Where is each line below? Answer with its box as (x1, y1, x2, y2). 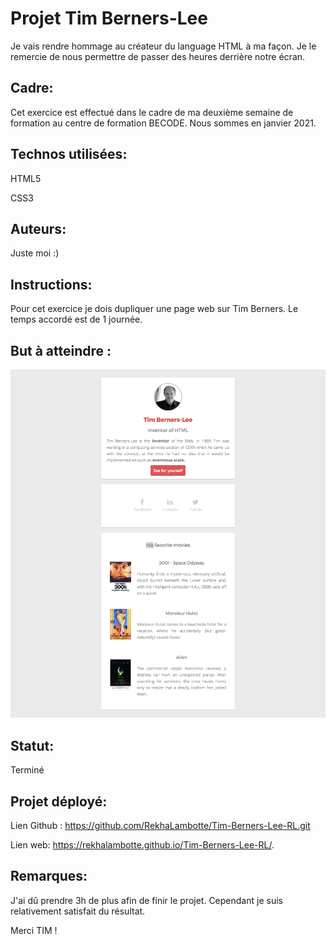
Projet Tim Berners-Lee (10, 7, 208, 30)
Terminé (10, 764, 45, 776)
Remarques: (10, 868, 88, 885)
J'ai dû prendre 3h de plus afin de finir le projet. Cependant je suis (10, 894, 283, 906)
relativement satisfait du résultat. (10, 905, 146, 917)
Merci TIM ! (10, 924, 58, 936)
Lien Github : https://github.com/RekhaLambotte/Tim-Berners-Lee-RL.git (10, 819, 311, 831)
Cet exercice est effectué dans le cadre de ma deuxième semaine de (10, 106, 294, 118)
